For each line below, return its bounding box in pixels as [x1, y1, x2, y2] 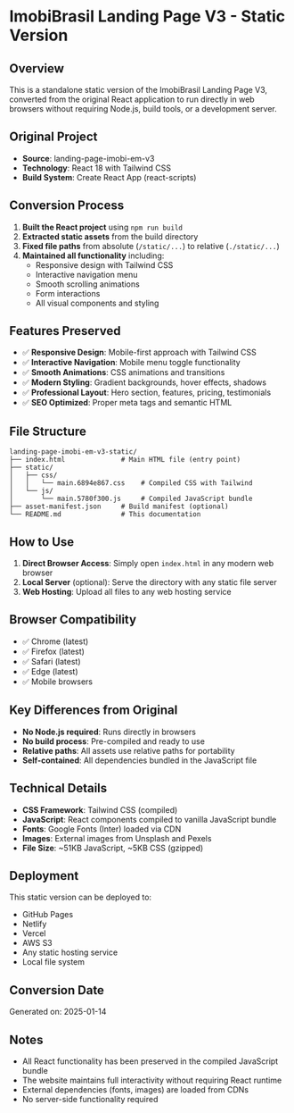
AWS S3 [21, 938, 53, 949]
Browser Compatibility [9, 612, 136, 627]
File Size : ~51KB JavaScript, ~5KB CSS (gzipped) [21, 842, 204, 853]
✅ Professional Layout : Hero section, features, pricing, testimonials [21, 387, 272, 398]
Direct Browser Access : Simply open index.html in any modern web [21, 558, 274, 569]
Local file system [21, 957, 86, 967]
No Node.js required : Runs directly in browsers [21, 726, 196, 737]
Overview [9, 61, 65, 76]
